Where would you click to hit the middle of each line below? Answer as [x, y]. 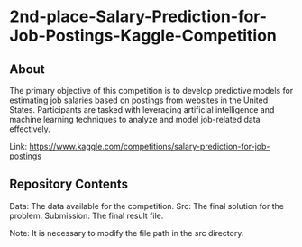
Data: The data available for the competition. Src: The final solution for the [146, 206]
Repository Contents [69, 184]
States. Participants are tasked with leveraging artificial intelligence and [142, 110]
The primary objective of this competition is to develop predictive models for [151, 91]
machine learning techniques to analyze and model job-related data [135, 119]
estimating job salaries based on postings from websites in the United [139, 100]
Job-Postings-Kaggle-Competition [143, 36]
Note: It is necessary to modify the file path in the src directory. [127, 233]
